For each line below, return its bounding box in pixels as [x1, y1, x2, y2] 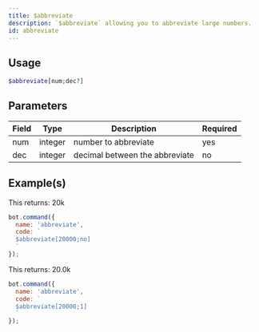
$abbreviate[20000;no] [15, 235, 91, 243]
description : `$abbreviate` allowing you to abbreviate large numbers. [8, 19, 252, 27]
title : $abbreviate [8, 11, 74, 20]
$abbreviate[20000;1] [15, 302, 88, 310]
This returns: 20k [8, 197, 66, 207]
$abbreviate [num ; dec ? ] [8, 77, 84, 85]
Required [201, 123, 237, 134]
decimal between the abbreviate [73, 149, 194, 160]
